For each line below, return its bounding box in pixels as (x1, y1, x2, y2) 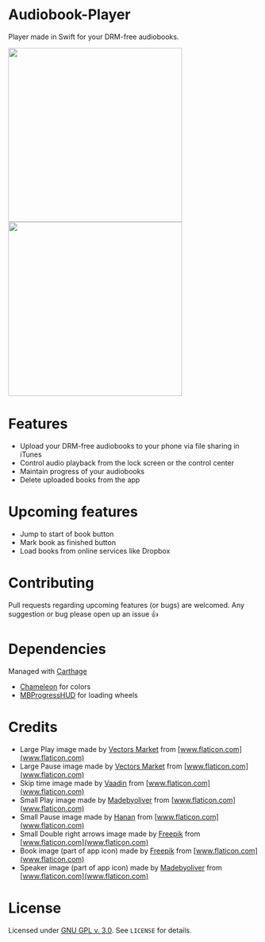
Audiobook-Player (8, 6, 131, 24)
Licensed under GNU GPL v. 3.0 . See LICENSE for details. (8, 925, 192, 935)
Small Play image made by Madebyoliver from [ (19, 795, 175, 804)
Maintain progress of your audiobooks (19, 466, 145, 476)
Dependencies (8, 640, 106, 658)
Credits (8, 718, 58, 736)
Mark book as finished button (19, 537, 117, 547)
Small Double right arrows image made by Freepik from (19, 829, 201, 839)
